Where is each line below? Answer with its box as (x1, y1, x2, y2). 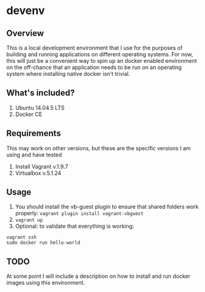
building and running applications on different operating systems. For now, (6, 51, 193, 58)
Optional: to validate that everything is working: (15, 222, 134, 230)
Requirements (6, 128, 61, 139)
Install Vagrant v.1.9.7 (15, 162, 68, 170)
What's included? (6, 88, 75, 98)
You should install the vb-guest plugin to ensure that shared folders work (15, 203, 199, 211)
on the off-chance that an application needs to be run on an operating (6, 64, 182, 71)
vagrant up (15, 217, 43, 224)
